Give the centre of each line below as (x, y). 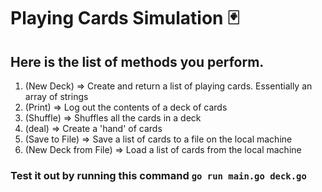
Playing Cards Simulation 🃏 (125, 18)
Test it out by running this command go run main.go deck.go (158, 175)
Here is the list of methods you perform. (137, 61)
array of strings (56, 96)
